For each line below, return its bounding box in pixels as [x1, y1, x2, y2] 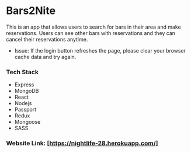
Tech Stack [6, 68, 39, 76]
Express [14, 81, 34, 88]
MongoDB [14, 88, 39, 95]
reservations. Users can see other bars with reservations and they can [6, 29, 176, 36]
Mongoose [14, 119, 41, 126]
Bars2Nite [6, 4, 56, 18]
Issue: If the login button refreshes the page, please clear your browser [14, 47, 186, 54]
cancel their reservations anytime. [6, 36, 88, 43]
